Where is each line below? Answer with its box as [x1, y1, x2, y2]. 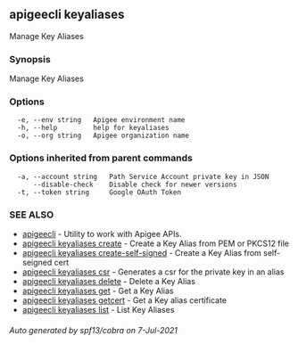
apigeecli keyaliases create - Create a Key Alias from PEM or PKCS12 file [21, 238, 290, 249]
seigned [21, 258, 53, 267]
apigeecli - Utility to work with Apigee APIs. [21, 229, 182, 239]
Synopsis [9, 53, 51, 65]
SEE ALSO [9, 209, 54, 221]
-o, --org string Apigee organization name [17, 131, 190, 141]
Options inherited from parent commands [9, 152, 194, 164]
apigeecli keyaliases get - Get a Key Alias [21, 285, 174, 296]
